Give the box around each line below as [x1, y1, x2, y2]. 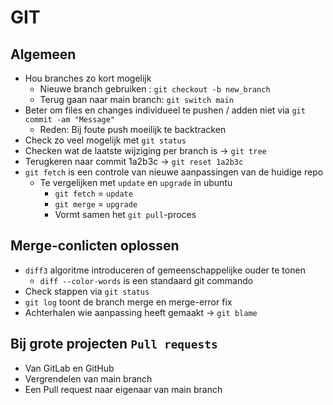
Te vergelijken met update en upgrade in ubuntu [39, 177, 233, 188]
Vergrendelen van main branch [24, 372, 153, 385]
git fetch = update [54, 187, 133, 199]
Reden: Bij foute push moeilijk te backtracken [39, 124, 227, 135]
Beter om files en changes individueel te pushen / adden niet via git [24, 104, 306, 116]
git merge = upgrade [54, 198, 138, 210]
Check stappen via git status [24, 285, 150, 297]
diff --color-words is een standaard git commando [39, 274, 254, 286]
